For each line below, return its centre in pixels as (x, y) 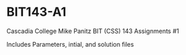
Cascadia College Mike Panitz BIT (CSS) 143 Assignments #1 (93, 31)
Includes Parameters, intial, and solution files (70, 44)
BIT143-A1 (36, 12)
